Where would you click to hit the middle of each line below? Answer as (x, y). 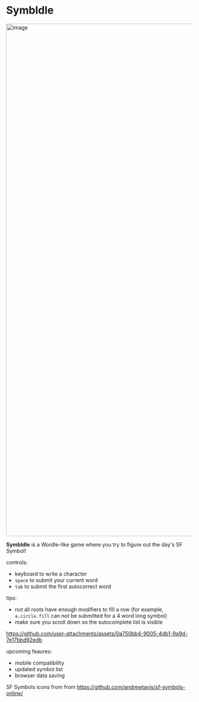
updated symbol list (39, 669)
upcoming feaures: (29, 651)
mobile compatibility (39, 663)
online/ (15, 693)
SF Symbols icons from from (41, 687)
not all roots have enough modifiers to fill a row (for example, (89, 609)
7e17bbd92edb (24, 640)
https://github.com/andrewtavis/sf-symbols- (131, 687)
